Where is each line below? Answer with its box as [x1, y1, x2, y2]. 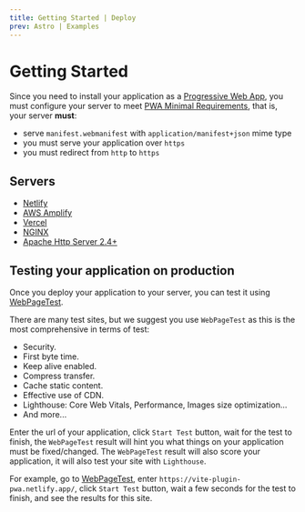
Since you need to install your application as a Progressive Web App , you [9, 91, 284, 102]
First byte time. [22, 351, 79, 362]
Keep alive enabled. [22, 361, 97, 372]
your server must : [9, 110, 77, 121]
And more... [22, 409, 67, 420]
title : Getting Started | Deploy [9, 13, 137, 23]
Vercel [22, 217, 47, 228]
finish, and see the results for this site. [9, 493, 153, 504]
